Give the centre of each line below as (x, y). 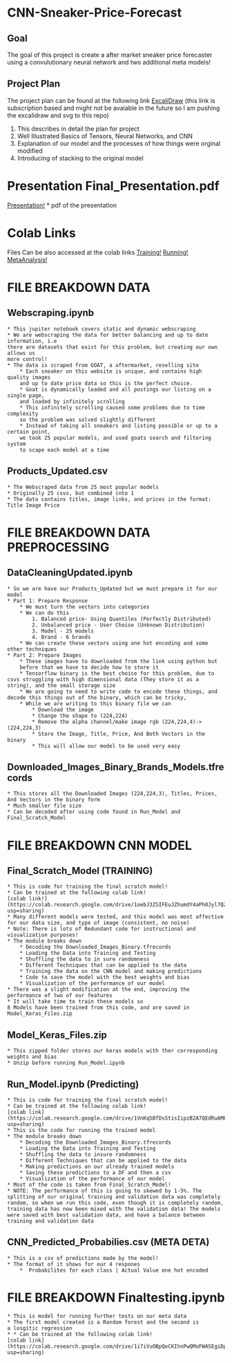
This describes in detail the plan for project (78, 129)
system (17, 444)
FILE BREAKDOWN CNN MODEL (99, 845)
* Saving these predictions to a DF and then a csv (95, 1172)
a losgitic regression (40, 1328)
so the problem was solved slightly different (88, 420)
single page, (26, 396)
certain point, (29, 432)
